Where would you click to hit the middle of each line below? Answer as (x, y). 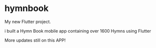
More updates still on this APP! (35, 40)
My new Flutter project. (28, 22)
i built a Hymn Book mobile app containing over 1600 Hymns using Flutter (78, 31)
